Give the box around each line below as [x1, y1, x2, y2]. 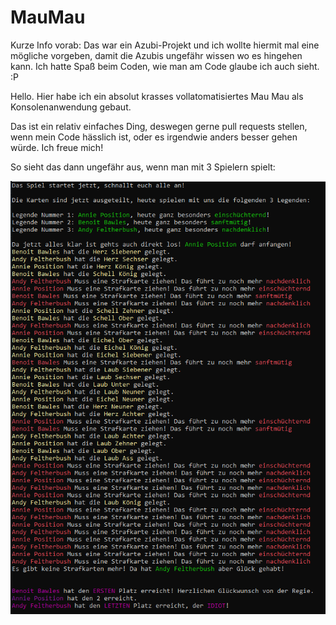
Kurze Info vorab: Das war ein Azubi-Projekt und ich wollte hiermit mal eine [10, 39, 320, 51]
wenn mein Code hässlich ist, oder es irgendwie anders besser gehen [10, 131, 298, 143]
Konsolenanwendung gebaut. [10, 101, 132, 113]
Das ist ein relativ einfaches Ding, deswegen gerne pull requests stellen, [10, 120, 308, 132]
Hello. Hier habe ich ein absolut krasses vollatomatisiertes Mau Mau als [10, 90, 304, 102]
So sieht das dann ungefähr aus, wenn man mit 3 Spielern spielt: [10, 161, 276, 173]
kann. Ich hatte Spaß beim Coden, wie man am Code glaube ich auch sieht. [10, 60, 320, 72]
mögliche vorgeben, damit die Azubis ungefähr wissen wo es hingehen [10, 49, 303, 61]
